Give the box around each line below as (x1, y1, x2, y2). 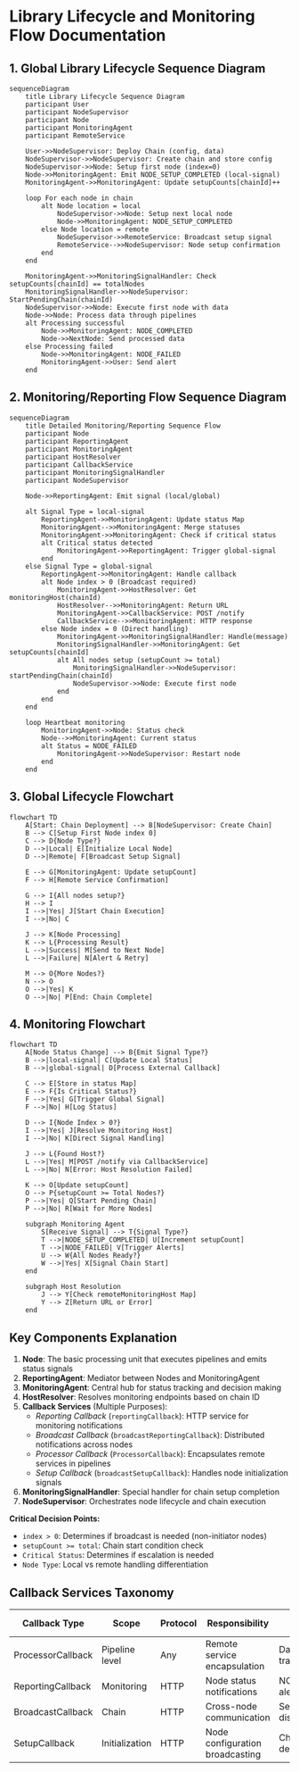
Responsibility (206, 1618, 270, 1630)
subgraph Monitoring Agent (25, 1220, 125, 1229)
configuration (205, 1737, 263, 1750)
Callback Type (21, 1618, 85, 1630)
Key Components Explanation (9, 1330, 178, 1345)
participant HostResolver (25, 453, 122, 462)
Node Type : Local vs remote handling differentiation (21, 1560, 209, 1570)
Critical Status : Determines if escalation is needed (21, 1550, 214, 1560)
